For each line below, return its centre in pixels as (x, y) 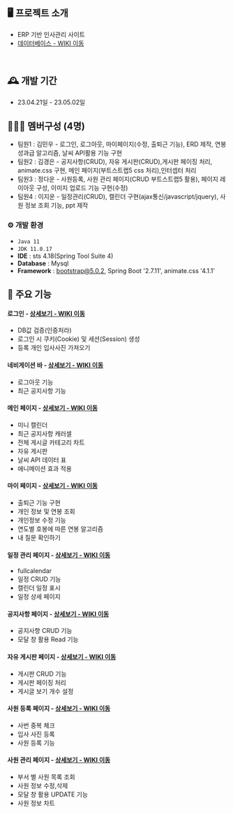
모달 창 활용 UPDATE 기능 (53, 794)
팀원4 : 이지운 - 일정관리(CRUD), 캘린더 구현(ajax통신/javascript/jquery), (118, 197)
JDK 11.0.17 (35, 249)
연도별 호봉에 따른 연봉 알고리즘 (60, 529)
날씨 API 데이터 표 (42, 460)
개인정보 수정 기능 (42, 520)
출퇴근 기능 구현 (39, 502)
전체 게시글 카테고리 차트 (51, 442)
